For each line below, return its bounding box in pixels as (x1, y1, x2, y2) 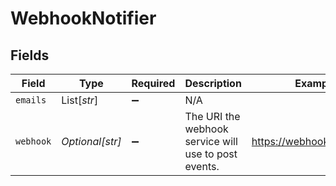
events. (184, 160, 220, 173)
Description (184, 77, 242, 90)
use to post (184, 147, 238, 161)
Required (131, 77, 176, 90)
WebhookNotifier (10, 7, 157, 30)
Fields (10, 47, 50, 64)
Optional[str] (61, 135, 122, 148)
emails (15, 95, 47, 106)
